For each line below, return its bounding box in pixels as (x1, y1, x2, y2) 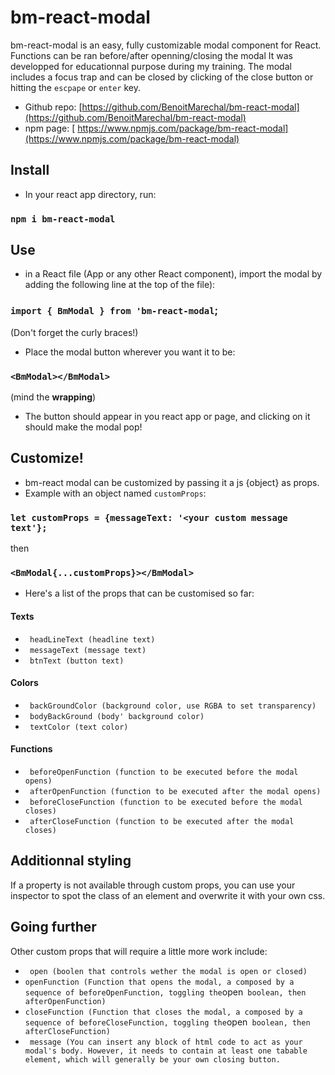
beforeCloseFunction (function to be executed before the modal (29, 797, 303, 808)
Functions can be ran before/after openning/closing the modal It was (10, 49, 293, 61)
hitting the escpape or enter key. (10, 81, 141, 93)
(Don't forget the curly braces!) (10, 326, 139, 338)
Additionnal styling (10, 852, 132, 870)
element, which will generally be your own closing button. (24, 1054, 281, 1065)
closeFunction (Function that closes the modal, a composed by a (24, 1007, 303, 1017)
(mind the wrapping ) (10, 391, 97, 403)
